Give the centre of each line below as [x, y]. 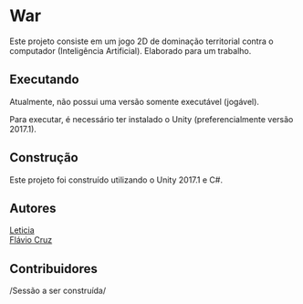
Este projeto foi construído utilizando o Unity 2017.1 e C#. [116, 180]
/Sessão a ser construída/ [58, 291]
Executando [44, 80]
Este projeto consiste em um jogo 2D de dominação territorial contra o [141, 41]
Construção [44, 157]
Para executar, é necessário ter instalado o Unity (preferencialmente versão [151, 119]
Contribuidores [53, 269]
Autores [33, 208]
